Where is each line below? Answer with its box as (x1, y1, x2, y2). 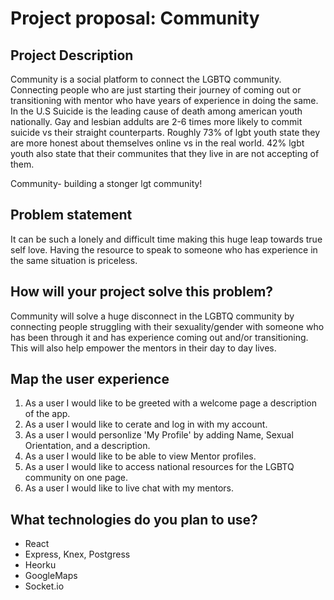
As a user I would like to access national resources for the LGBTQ (24, 461, 295, 473)
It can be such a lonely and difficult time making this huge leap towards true (10, 233, 323, 245)
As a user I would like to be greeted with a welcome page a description (24, 397, 317, 409)
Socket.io (24, 580, 65, 592)
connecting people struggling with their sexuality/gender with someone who (10, 320, 325, 332)
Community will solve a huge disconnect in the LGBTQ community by (10, 310, 295, 322)
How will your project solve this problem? (10, 283, 274, 301)
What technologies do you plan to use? (10, 511, 258, 528)
